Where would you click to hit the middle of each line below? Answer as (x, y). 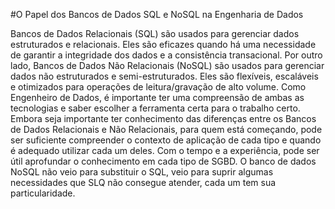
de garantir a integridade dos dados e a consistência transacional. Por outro (166, 55)
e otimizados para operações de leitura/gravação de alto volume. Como (158, 87)
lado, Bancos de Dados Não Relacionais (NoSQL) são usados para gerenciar (167, 65)
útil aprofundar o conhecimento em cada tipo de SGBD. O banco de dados (163, 161)
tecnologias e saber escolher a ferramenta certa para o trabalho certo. (155, 108)
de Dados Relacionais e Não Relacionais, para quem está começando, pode (166, 129)
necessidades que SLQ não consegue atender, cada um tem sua (143, 182)
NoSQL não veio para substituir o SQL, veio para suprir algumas (142, 172)
